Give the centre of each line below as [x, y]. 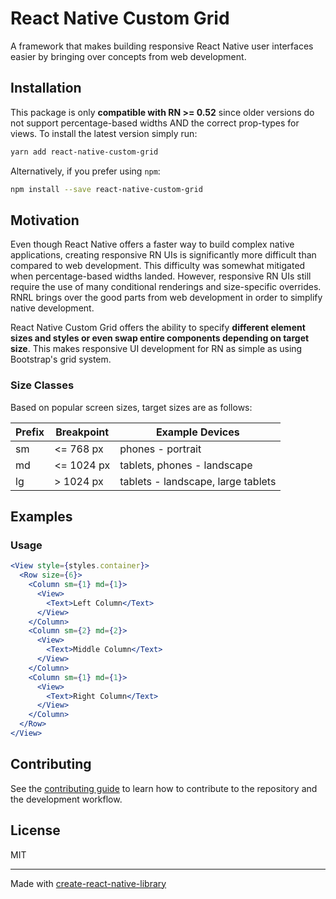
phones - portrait [160, 449]
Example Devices [197, 432]
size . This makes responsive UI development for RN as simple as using [156, 349]
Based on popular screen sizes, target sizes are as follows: [131, 407]
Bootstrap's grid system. [61, 359]
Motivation [45, 220]
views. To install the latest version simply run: [104, 133]
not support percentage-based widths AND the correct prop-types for [155, 123]
